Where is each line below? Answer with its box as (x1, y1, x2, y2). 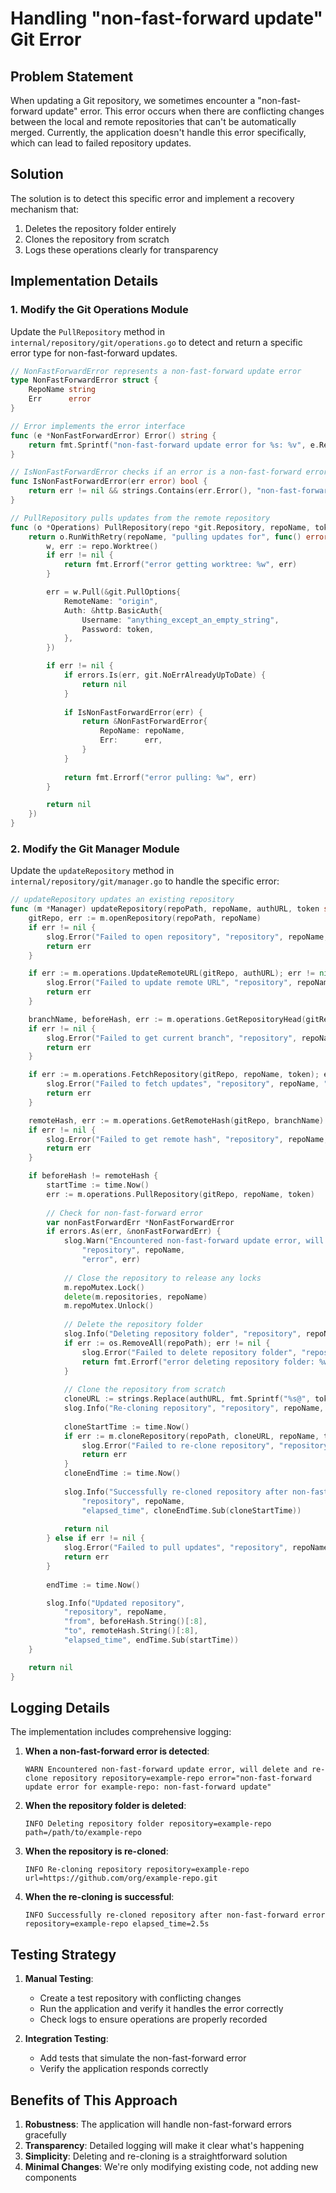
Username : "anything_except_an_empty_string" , (81, 615, 280, 625)
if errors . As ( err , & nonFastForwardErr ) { (46, 1227, 222, 1237)
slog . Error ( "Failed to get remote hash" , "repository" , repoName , (46, 1134, 329, 1144)
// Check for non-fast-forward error (46, 1208, 203, 1218)
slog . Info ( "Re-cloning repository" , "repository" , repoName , (63, 1403, 325, 1414)
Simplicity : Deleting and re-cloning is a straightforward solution (24, 2150, 288, 2162)
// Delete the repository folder (63, 1320, 203, 1330)
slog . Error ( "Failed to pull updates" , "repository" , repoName (63, 1543, 329, 1553)
